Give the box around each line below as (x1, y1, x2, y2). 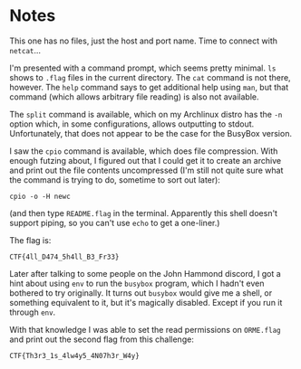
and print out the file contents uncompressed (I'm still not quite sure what (9, 165, 284, 175)
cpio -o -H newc (9, 192, 71, 201)
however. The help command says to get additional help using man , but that (9, 81, 289, 92)
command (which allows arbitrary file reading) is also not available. (9, 91, 260, 102)
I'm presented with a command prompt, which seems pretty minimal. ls (9, 62, 277, 73)
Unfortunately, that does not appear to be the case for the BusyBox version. (9, 128, 293, 138)
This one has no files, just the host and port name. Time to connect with (9, 35, 278, 46)
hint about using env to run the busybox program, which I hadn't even (9, 278, 265, 289)
